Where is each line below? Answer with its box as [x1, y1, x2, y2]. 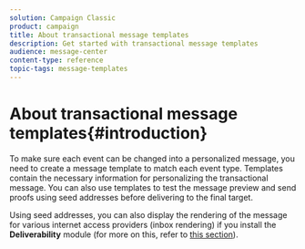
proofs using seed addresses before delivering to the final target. [9, 192, 253, 202]
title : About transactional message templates [9, 30, 189, 39]
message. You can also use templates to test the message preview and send [9, 182, 297, 192]
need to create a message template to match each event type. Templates [9, 162, 284, 173]
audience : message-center [9, 47, 107, 57]
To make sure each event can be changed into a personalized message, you [9, 152, 296, 164]
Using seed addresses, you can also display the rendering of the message [9, 209, 288, 220]
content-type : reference [9, 56, 104, 65]
